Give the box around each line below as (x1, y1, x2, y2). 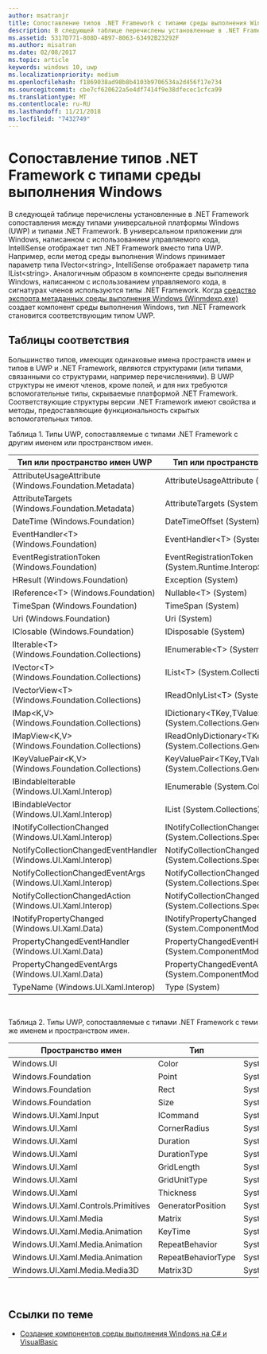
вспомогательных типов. (8, 414, 93, 424)
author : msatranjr (8, 11, 69, 20)
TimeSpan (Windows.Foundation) (12, 600, 137, 611)
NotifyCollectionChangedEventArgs (12, 867, 145, 878)
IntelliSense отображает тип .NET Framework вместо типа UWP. (8, 243, 223, 253)
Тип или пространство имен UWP (17, 456, 153, 467)
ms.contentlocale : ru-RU (8, 100, 91, 108)
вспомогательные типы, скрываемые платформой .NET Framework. (8, 389, 238, 398)
